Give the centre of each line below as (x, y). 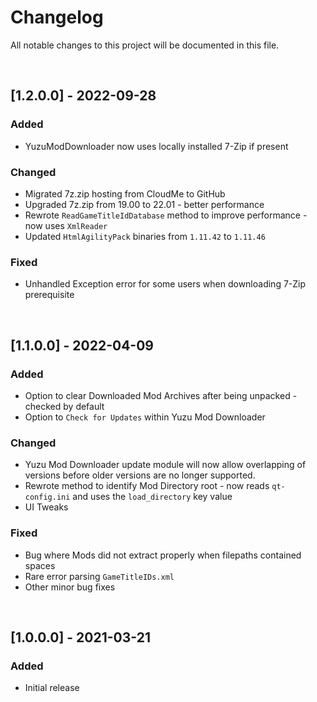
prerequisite (49, 295)
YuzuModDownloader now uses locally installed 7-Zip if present (156, 146)
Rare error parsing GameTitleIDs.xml (99, 576)
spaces (40, 565)
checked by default (64, 406)
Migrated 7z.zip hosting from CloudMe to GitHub (125, 193)
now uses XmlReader (66, 225)
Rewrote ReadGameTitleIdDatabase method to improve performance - (166, 215)
